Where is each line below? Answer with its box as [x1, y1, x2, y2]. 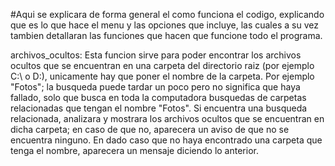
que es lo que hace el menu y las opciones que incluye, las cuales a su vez [10, 19, 319, 31]
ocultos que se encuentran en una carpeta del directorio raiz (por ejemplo [10, 60, 315, 71]
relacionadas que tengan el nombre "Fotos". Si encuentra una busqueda [10, 102, 308, 114]
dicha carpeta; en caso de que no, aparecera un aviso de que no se [10, 124, 290, 135]
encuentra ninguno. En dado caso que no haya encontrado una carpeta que [10, 134, 323, 146]
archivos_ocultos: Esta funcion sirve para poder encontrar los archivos [10, 49, 302, 61]
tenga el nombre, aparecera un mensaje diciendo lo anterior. [10, 145, 259, 156]
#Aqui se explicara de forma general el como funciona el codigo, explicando [10, 9, 325, 20]
